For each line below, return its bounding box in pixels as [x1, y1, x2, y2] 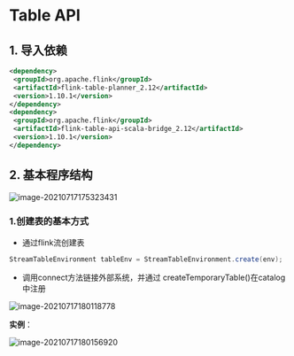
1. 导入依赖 [9, 43, 68, 58]
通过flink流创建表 [21, 236, 85, 248]
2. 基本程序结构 [9, 167, 93, 182]
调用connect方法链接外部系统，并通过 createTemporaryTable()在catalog [21, 272, 286, 282]
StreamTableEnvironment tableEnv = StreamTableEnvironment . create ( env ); [9, 254, 283, 264]
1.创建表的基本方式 [9, 215, 89, 228]
